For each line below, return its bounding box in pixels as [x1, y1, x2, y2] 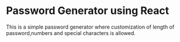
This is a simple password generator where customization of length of [6, 23, 175, 30]
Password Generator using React [6, 4, 169, 17]
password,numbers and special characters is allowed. [6, 29, 136, 36]
